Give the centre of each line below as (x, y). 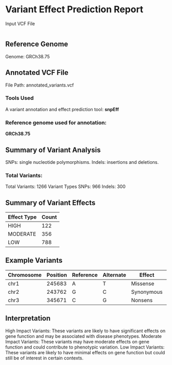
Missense (143, 284)
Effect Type (22, 217)
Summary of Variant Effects (50, 202)
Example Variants (34, 260)
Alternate (114, 275)
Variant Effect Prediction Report (74, 9)
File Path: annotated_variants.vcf (40, 85)
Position (57, 275)
